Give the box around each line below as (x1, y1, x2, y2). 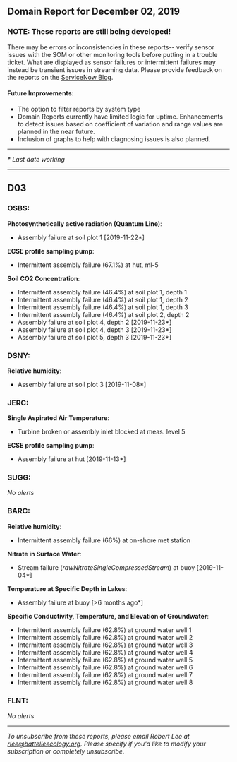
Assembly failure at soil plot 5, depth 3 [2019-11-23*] (17, 333, 171, 341)
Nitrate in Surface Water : (7, 549, 82, 558)
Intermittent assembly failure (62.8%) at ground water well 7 (17, 670, 193, 679)
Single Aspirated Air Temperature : (7, 414, 109, 422)
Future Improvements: (7, 89, 74, 97)
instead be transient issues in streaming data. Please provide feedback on (7, 65, 222, 73)
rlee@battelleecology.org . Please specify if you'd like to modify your (7, 739, 207, 748)
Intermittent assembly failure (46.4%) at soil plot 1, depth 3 (17, 303, 188, 311)
